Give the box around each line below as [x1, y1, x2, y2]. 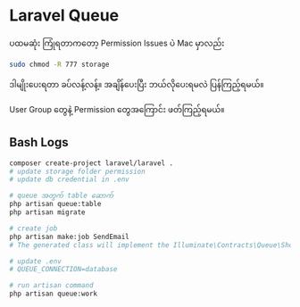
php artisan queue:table [9, 200, 102, 209]
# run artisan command [9, 281, 94, 290]
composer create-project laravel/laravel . [9, 158, 174, 168]
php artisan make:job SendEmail [9, 232, 129, 241]
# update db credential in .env [9, 175, 129, 184]
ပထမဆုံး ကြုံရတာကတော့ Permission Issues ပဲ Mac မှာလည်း [9, 37, 225, 48]
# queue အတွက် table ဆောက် [9, 191, 114, 201]
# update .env [9, 256, 62, 266]
